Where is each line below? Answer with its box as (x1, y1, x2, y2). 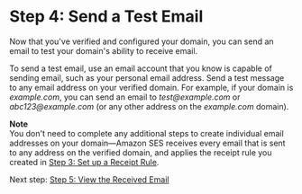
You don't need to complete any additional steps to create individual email (9, 128, 284, 138)
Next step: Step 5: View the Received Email (9, 173, 169, 185)
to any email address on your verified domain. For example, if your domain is (9, 82, 294, 93)
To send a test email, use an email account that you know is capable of (9, 63, 272, 74)
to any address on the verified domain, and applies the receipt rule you (9, 146, 272, 158)
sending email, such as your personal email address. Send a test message (9, 72, 285, 83)
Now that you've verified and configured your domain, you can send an (9, 36, 274, 47)
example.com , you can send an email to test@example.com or (9, 92, 241, 102)
